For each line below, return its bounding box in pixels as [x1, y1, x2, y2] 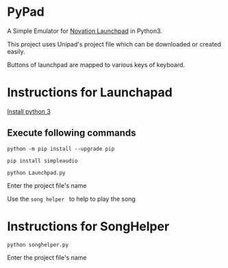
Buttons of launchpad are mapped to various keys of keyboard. [7, 60, 186, 69]
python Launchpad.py [7, 169, 66, 176]
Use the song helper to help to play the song [7, 195, 136, 203]
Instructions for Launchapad [7, 85, 173, 100]
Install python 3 [7, 107, 51, 115]
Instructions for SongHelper [7, 219, 170, 234]
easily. [7, 47, 25, 56]
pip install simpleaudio [7, 157, 78, 165]
